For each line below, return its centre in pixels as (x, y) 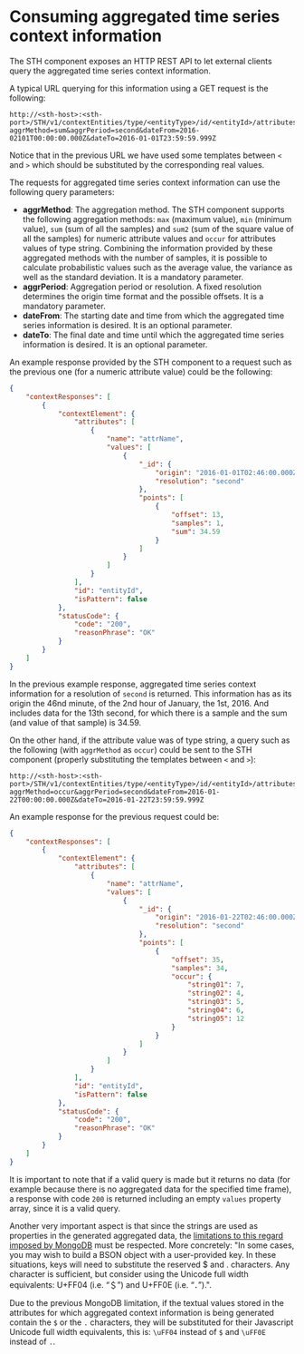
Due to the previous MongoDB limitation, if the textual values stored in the (147, 1302)
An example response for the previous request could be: (114, 816)
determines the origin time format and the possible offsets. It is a (143, 296)
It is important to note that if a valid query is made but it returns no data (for (150, 1179)
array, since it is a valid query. (65, 1208)
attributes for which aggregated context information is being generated (142, 1312)
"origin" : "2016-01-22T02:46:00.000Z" (228, 918)
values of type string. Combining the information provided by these (147, 248)
